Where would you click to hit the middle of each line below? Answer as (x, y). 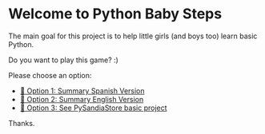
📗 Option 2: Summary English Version (82, 99)
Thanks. (22, 123)
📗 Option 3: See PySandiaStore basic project (93, 108)
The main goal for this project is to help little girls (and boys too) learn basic (133, 36)
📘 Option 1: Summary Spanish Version (82, 91)
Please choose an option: (50, 75)
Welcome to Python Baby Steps (115, 14)
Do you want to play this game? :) (63, 60)
